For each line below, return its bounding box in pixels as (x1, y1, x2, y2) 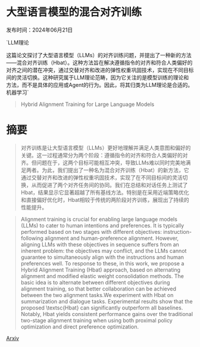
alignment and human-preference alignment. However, (44, 235, 179, 242)
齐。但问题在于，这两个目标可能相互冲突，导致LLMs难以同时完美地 (20, 159, 186, 166)
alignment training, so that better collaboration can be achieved (20, 285, 177, 292)
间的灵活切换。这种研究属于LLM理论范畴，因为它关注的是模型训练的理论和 (6, 74, 189, 81)
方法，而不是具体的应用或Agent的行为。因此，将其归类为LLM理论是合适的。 (6, 81, 193, 88)
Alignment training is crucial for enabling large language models (20, 215, 177, 223)
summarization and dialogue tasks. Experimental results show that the (20, 298, 193, 305)
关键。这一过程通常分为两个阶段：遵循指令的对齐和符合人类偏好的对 (20, 151, 188, 158)
